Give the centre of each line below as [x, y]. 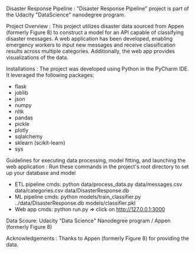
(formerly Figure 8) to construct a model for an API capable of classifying [95, 32]
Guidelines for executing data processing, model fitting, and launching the [96, 160]
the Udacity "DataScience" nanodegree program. [66, 15]
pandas [24, 118]
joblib [21, 93]
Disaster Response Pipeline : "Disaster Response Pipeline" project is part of [98, 9]
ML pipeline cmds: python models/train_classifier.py [78, 197]
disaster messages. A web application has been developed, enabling [89, 39]
